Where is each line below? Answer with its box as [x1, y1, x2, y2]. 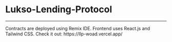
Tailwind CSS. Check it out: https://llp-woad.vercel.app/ [5, 31, 123, 37]
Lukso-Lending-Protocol [5, 4, 113, 15]
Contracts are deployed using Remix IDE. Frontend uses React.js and [5, 25, 150, 31]
